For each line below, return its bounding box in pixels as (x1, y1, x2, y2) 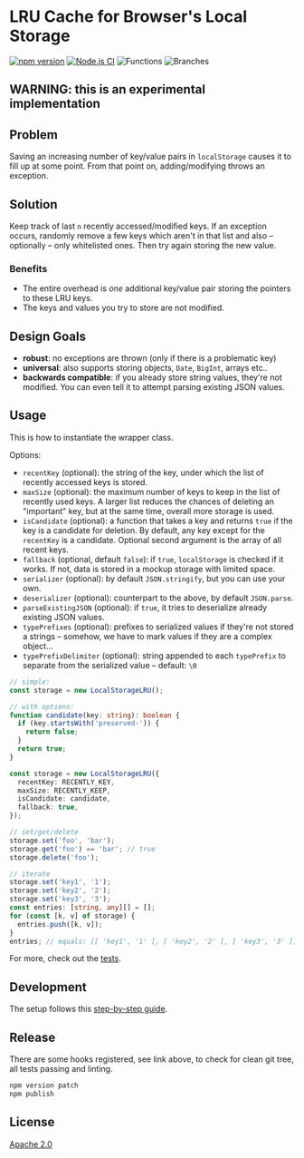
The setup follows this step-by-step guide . (9, 1004, 168, 1015)
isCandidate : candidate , (17, 794, 111, 803)
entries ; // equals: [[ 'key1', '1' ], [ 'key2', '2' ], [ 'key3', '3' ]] (9, 937, 298, 946)
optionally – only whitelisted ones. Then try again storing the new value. (9, 239, 277, 250)
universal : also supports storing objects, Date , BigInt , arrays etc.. (22, 363, 269, 374)
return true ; (17, 744, 67, 754)
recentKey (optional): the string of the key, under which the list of (22, 467, 264, 478)
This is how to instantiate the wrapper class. (9, 432, 174, 443)
